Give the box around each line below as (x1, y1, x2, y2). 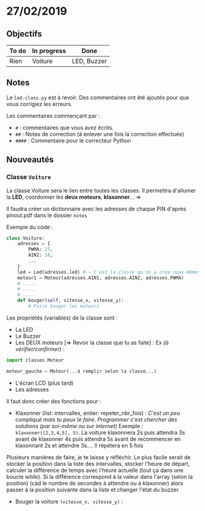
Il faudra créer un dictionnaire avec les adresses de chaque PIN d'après (6, 205, 187, 212)
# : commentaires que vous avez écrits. (15, 124, 114, 131)
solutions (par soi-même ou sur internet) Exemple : (15, 422, 143, 429)
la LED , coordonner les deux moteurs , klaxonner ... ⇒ (6, 193, 142, 201)
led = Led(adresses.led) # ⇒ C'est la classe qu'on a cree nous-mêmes (17, 269, 201, 275)
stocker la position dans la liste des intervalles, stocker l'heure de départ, (6, 460, 190, 467)
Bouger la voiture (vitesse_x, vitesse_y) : (15, 498, 123, 505)
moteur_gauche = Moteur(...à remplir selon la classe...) (6, 368, 157, 374)
